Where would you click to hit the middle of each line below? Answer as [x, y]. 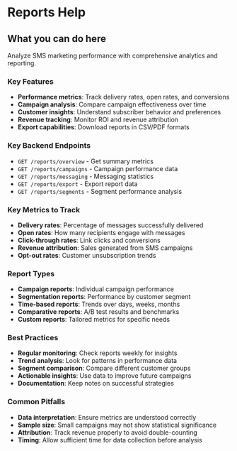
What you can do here [57, 39]
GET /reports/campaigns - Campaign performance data [98, 168]
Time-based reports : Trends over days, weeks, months [99, 304]
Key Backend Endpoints [49, 146]
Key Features [31, 81]
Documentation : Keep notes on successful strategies [96, 384]
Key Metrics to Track [44, 210]
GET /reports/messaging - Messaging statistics [86, 176]
